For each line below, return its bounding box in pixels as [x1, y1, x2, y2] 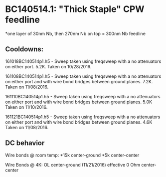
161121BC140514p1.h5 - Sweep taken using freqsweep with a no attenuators [5, 114, 161, 120]
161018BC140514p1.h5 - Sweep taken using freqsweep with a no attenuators [5, 58, 162, 64]
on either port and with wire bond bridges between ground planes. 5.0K [5, 99, 153, 105]
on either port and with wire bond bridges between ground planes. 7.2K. [5, 78, 153, 84]
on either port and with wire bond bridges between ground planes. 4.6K [5, 119, 153, 125]
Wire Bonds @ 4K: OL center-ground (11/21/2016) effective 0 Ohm [5, 162, 141, 168]
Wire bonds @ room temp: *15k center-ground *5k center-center [5, 152, 140, 158]
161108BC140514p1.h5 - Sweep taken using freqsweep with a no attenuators [5, 73, 162, 79]
